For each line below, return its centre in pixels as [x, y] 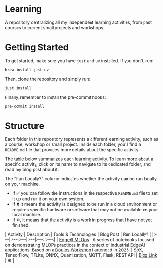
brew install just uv [27, 70]
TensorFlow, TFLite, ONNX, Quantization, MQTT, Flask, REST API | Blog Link [81, 255]
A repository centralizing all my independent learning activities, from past [79, 22]
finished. [21, 225]
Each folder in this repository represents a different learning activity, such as [81, 139]
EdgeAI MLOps [74, 240]
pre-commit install [25, 106]
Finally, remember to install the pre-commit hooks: [55, 97]
